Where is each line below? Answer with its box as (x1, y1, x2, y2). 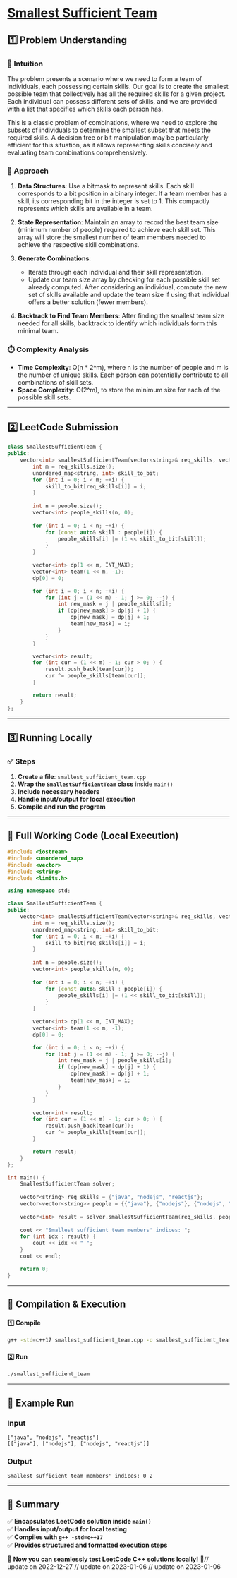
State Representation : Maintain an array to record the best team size (17, 218, 219, 227)
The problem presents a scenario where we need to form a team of (7, 74, 202, 83)
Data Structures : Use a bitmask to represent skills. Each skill (17, 182, 194, 191)
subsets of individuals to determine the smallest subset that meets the (7, 126, 212, 134)
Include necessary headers (17, 788, 100, 796)
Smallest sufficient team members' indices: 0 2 (7, 1473, 153, 1480)
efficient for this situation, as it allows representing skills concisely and (7, 140, 213, 149)
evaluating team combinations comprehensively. (7, 148, 148, 157)
